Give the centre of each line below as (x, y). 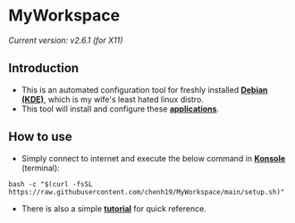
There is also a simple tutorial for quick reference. (114, 208)
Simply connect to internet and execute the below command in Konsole (153, 158)
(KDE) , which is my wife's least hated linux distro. (113, 99)
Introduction (44, 68)
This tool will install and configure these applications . (120, 109)
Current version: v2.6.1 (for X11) (66, 40)
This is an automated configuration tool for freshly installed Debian (144, 89)
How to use (40, 137)
